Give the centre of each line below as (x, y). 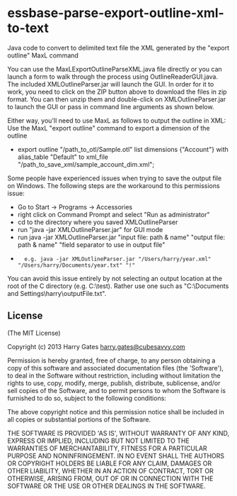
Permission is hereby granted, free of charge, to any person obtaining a (111, 360)
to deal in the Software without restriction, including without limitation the (114, 375)
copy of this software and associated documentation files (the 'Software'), (116, 368)
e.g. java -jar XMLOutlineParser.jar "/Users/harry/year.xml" (118, 259)
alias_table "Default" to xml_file (63, 157)
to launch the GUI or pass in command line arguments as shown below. (111, 106)
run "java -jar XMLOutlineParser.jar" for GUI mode (90, 229)
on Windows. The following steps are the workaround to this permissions (114, 185)
